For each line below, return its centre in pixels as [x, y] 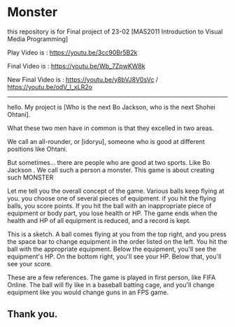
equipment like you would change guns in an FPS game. [88, 292]
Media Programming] [38, 38]
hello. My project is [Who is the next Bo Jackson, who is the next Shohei [111, 107]
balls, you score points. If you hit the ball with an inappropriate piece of [109, 205]
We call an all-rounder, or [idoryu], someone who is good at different [106, 141]
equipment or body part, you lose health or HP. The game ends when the [113, 213]
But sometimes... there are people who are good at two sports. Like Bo [109, 162]
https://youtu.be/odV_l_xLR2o [50, 87]
